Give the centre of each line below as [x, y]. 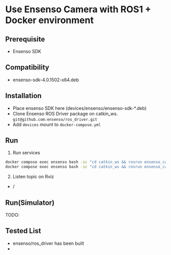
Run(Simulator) [30, 203]
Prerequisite [25, 39]
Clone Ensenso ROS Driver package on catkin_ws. [65, 113]
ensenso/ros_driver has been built [48, 243]
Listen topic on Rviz [33, 177]
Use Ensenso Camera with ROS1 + [78, 9]
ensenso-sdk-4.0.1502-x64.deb [46, 80]
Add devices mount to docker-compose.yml [56, 124]
